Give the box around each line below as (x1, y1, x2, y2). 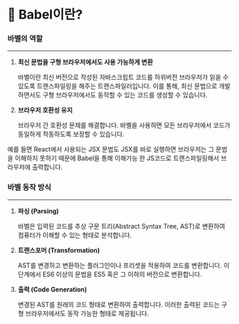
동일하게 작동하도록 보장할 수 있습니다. (17, 130, 124, 139)
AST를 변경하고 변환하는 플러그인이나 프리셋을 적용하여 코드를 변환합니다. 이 (17, 261, 230, 269)
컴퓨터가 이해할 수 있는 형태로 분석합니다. (17, 231, 132, 239)
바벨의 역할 (7, 33, 43, 43)
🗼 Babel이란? (7, 6, 83, 23)
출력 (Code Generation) (17, 285, 87, 293)
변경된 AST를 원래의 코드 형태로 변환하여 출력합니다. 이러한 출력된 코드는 (17, 300, 221, 308)
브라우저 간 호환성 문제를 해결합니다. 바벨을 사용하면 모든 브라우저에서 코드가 (17, 121, 231, 130)
